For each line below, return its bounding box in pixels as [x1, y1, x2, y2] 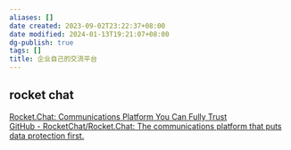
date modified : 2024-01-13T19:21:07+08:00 [9, 29, 170, 38]
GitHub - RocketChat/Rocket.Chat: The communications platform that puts [9, 121, 283, 131]
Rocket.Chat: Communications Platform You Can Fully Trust [9, 111, 228, 121]
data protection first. [9, 130, 85, 141]
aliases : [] [9, 12, 54, 22]
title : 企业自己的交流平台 [9, 54, 98, 63]
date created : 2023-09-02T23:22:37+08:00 [9, 21, 166, 30]
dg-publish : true [9, 37, 74, 47]
